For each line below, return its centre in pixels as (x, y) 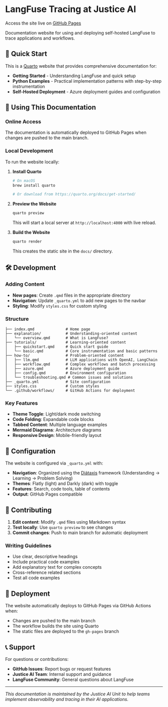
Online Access (23, 122)
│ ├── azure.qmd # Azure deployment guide (62, 369)
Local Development (29, 151)
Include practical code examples (46, 562)
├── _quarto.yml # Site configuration (58, 382)
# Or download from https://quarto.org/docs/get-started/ (74, 194)
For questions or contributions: (37, 659)
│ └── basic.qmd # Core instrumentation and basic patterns (81, 351)
